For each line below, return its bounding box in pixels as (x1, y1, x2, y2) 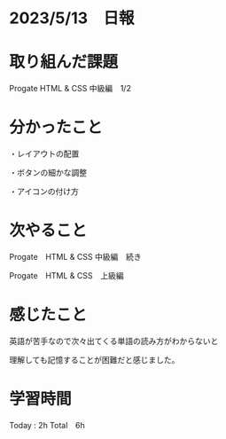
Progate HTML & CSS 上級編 (9, 270, 124, 280)
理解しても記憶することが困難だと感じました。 (9, 354, 180, 365)
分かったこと (9, 117, 104, 137)
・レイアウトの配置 (9, 148, 80, 160)
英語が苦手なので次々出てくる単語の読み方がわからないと (9, 335, 219, 346)
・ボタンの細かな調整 (9, 168, 87, 178)
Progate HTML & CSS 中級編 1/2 (9, 83, 131, 94)
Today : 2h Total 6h (9, 419, 86, 430)
